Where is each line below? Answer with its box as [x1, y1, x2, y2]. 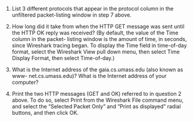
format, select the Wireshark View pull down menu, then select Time [11, 48, 180, 55]
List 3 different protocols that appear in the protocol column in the [11, 5, 174, 12]
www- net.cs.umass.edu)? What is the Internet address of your [11, 73, 167, 79]
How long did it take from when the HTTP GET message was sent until [11, 23, 185, 30]
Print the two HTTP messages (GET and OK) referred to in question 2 [11, 90, 182, 97]
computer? [11, 79, 39, 86]
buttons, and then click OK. [11, 110, 79, 116]
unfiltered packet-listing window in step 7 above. [11, 11, 132, 18]
